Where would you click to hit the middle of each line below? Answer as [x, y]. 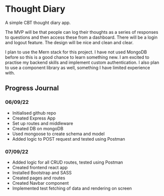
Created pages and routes [39, 178]
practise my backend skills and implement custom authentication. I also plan [82, 62]
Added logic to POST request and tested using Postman [68, 139]
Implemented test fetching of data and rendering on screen [72, 188]
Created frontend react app [40, 167]
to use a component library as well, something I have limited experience [78, 68]
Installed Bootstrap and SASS [42, 172]
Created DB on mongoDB [38, 128]
